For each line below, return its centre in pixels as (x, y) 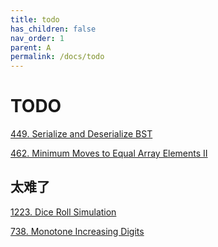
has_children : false (53, 29)
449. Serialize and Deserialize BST (81, 134)
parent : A (31, 47)
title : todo (35, 19)
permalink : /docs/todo (57, 57)
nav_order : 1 (37, 38)
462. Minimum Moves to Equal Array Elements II (109, 153)
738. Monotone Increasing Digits (77, 231)
